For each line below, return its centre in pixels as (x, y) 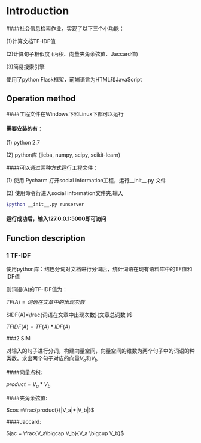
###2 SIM (19, 339)
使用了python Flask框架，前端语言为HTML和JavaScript (74, 79)
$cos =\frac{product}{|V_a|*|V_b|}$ (50, 410)
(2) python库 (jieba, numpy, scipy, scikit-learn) (63, 155)
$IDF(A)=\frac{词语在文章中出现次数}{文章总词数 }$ (69, 315)
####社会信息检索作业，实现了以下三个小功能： (65, 28)
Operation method (41, 99)
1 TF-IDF (19, 255)
